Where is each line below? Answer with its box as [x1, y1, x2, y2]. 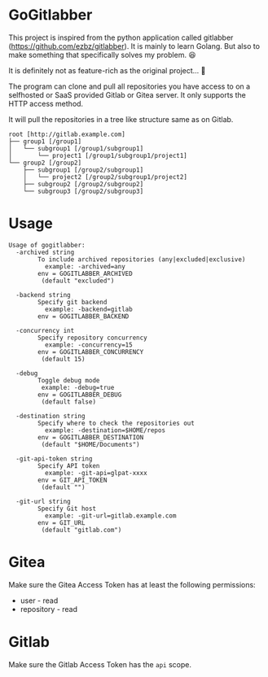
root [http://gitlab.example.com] [8, 130, 126, 138]
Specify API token [37, 461, 100, 470]
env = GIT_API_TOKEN [37, 476, 108, 484]
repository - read [20, 604, 78, 614]
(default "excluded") [41, 277, 115, 285]
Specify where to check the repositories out [37, 419, 196, 427]
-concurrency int [15, 326, 75, 334]
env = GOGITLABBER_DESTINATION [37, 433, 144, 441]
